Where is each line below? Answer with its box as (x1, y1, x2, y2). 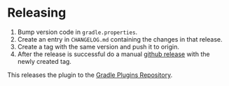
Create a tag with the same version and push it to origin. (17, 42, 180, 51)
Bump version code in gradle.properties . (17, 28, 138, 36)
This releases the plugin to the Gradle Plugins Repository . (7, 71, 173, 79)
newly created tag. (17, 57, 72, 65)
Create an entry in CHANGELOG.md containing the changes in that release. (17, 35, 223, 43)
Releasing (7, 5, 67, 21)
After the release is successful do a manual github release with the (17, 50, 210, 58)
